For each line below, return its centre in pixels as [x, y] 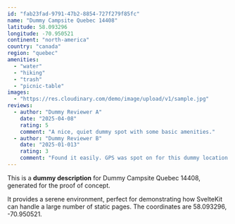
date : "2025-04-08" [49, 118]
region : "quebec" [33, 54]
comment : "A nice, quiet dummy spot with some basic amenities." [118, 132]
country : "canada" [34, 46]
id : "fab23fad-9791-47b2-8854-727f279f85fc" [74, 14]
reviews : [20, 106]
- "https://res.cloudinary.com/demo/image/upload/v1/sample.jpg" [112, 99]
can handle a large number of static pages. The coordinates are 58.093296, [117, 206]
